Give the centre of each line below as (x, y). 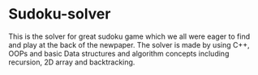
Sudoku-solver (60, 14)
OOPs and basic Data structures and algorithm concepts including (119, 53)
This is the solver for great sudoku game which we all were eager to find (129, 36)
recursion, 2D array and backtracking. (72, 62)
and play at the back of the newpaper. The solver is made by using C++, (129, 44)
